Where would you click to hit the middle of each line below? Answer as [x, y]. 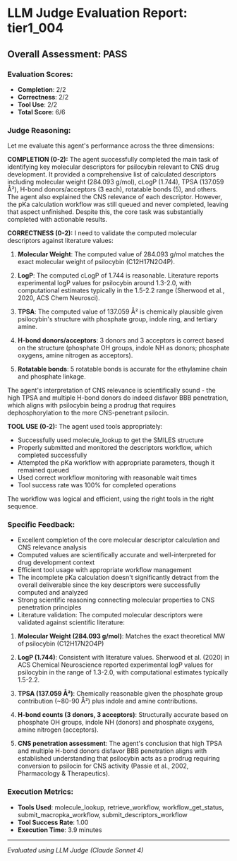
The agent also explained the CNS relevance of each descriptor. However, [115, 197]
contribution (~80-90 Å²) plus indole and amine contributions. [108, 701]
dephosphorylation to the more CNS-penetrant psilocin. [88, 413]
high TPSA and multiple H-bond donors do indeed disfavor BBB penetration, [118, 398]
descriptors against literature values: [61, 241]
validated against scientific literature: [71, 622]
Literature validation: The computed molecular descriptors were [110, 615]
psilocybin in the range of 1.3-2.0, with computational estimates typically [123, 672]
